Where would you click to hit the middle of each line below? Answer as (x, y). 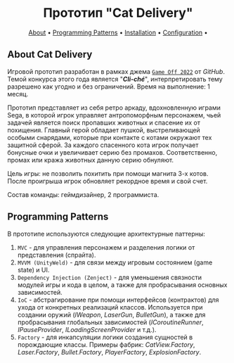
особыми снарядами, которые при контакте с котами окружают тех (110, 137)
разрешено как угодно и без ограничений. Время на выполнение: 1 (109, 87)
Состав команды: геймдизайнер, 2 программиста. (83, 194)
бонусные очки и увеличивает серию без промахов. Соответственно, (112, 152)
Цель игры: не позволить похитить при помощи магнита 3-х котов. (108, 173)
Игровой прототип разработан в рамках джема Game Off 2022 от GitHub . (116, 71)
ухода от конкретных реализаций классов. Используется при (110, 307)
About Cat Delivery (50, 55)
